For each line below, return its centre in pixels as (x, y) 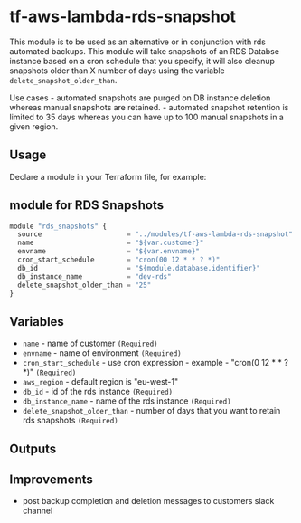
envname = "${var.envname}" (109, 252)
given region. (34, 126)
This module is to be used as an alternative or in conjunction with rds (138, 42)
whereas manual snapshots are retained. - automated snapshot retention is (149, 107)
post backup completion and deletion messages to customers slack (148, 501)
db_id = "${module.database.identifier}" (139, 268)
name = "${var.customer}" (111, 243)
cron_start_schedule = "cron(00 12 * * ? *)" (119, 260)
